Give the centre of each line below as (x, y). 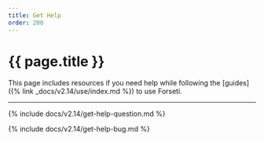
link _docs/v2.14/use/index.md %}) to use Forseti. (102, 92)
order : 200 (26, 23)
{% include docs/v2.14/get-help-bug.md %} (79, 129)
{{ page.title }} (57, 61)
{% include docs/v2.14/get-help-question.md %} (87, 114)
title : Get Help (35, 15)
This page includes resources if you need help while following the (114, 83)
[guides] (236, 83)
